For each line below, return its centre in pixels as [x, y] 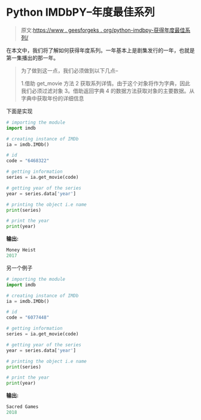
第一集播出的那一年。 [32, 58]
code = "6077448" [28, 318]
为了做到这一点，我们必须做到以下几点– [69, 70]
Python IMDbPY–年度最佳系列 [80, 12]
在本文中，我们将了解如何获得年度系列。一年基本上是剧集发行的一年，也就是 [100, 50]
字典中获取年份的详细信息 [52, 98]
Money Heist [21, 250]
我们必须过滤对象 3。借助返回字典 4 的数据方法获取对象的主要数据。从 [108, 91]
